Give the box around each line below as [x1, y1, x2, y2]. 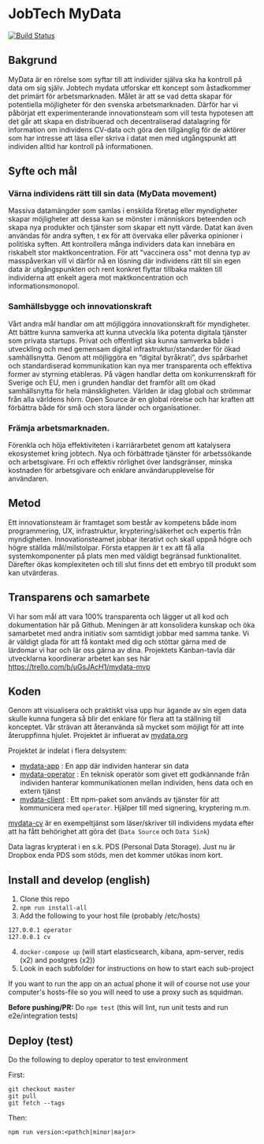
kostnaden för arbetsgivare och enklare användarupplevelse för [8, 466, 215, 475]
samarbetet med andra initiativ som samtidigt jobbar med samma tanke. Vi [8, 628, 250, 638]
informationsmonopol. [8, 281, 80, 291]
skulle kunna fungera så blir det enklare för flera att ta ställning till [8, 714, 221, 724]
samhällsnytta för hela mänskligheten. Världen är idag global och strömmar [8, 386, 252, 395]
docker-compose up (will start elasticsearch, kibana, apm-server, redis [19, 947, 244, 956]
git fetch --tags [8, 1099, 65, 1108]
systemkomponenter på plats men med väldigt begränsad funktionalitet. [8, 551, 242, 561]
